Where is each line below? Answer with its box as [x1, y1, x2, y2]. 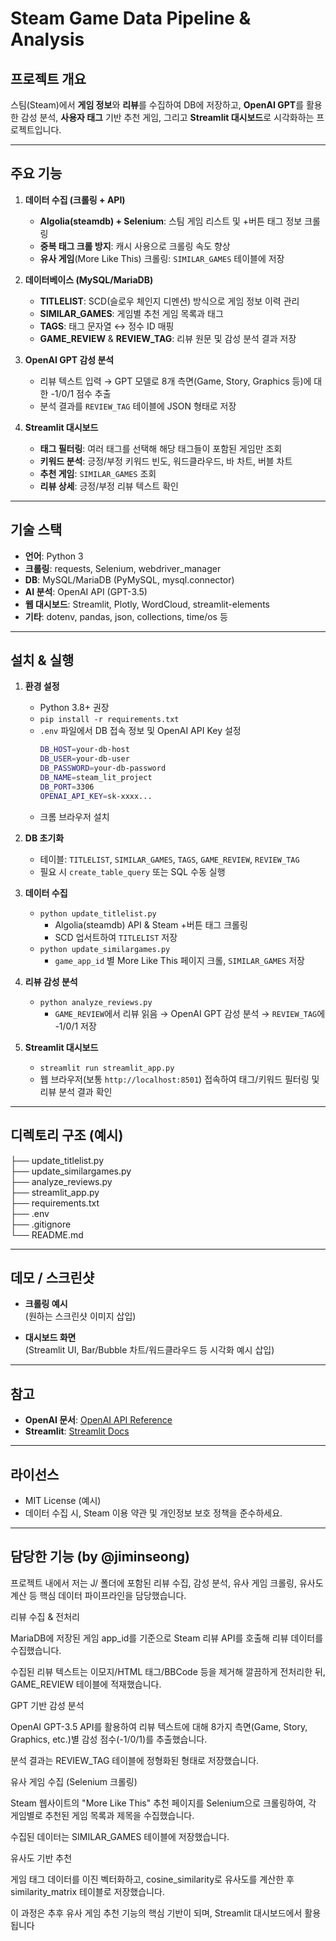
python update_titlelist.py [39, 908, 157, 919]
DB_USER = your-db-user [39, 754, 130, 764]
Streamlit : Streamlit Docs [24, 1425, 130, 1437]
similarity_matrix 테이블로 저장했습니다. [10, 1885, 165, 1897]
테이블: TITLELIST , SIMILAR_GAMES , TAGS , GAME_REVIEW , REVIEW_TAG [39, 853, 300, 865]
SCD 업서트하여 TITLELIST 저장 [54, 931, 178, 943]
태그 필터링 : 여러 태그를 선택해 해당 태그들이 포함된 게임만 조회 [39, 442, 283, 454]
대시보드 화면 [24, 1332, 77, 1344]
